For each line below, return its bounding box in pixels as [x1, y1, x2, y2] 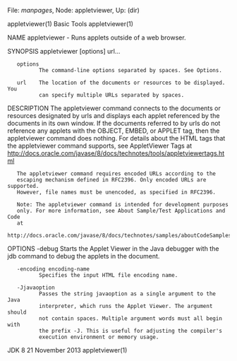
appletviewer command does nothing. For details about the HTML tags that [7, 134, 226, 142]
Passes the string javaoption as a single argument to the [38, 290, 217, 297]
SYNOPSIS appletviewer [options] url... [7, 47, 121, 55]
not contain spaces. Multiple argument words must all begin [38, 315, 222, 322]
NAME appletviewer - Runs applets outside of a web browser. [7, 33, 186, 42]
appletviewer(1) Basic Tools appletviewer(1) [7, 20, 134, 28]
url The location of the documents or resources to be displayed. [16, 79, 226, 86]
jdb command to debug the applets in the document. [7, 252, 160, 260]
